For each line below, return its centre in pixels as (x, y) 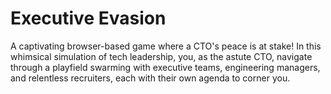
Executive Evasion (88, 18)
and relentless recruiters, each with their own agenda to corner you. (150, 78)
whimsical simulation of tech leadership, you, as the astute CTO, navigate (161, 56)
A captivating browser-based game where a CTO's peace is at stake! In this (166, 46)
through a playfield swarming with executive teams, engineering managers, (165, 67)
